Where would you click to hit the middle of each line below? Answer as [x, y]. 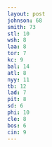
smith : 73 [22, 27]
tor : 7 [17, 54]
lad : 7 [17, 93]
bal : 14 [19, 66]
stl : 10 [19, 34]
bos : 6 [17, 125]
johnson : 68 [25, 20]
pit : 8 [17, 100]
